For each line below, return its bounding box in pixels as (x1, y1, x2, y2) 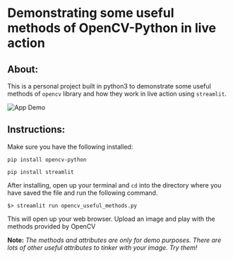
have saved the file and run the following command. (7, 188, 158, 197)
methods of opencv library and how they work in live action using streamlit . (7, 90, 227, 98)
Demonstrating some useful (7, 5, 174, 21)
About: (7, 63, 39, 75)
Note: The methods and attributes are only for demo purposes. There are (7, 236, 222, 244)
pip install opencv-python (7, 156, 87, 163)
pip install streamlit (7, 168, 74, 175)
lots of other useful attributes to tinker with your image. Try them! (7, 243, 198, 252)
